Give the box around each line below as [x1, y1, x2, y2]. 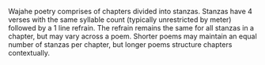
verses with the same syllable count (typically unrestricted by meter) [8, 15, 232, 24]
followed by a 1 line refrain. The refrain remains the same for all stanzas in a [8, 23, 255, 32]
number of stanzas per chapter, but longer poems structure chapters [8, 40, 233, 49]
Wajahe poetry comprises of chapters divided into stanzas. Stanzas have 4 [8, 7, 253, 16]
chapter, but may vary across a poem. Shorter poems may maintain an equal [8, 31, 257, 41]
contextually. [8, 49, 50, 57]
